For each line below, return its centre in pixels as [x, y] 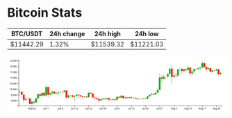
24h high [108, 34]
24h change [67, 34]
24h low [147, 34]
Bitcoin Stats [45, 13]
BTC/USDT [27, 34]
